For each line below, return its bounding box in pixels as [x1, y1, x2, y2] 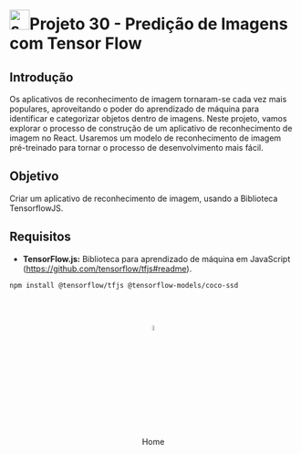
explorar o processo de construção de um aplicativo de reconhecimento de [9, 123, 293, 133]
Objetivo [9, 169, 59, 185]
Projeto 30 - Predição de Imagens [29, 14, 289, 35]
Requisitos [9, 229, 71, 245]
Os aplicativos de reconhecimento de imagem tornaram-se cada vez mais [9, 94, 287, 104]
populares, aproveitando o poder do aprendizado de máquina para [9, 103, 260, 114]
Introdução [9, 69, 74, 85]
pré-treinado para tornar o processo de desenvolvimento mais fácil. [9, 143, 265, 153]
